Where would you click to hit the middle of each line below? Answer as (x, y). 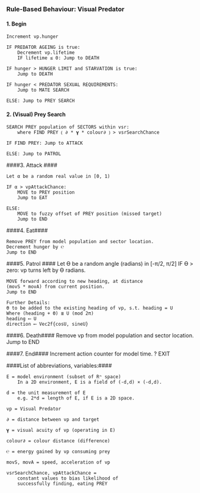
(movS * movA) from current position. (55, 287)
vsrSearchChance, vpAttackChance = (52, 473)
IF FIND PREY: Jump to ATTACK (45, 143)
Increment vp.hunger (33, 37)
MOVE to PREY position (46, 192)
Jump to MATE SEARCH (43, 90)
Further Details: (28, 303)
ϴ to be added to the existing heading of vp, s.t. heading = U (90, 308)
